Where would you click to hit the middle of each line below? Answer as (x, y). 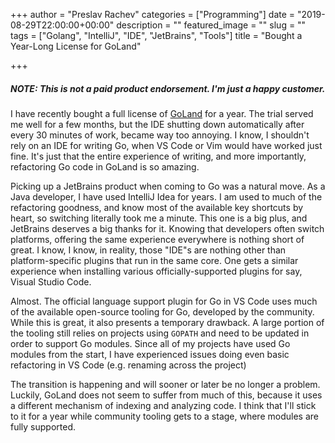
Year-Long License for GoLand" (76, 46)
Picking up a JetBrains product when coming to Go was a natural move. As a (168, 186)
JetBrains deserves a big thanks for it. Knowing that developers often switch (167, 228)
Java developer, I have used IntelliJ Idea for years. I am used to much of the (166, 196)
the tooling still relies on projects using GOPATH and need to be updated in (160, 333)
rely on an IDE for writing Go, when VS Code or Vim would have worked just (166, 145)
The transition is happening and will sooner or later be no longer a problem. (165, 384)
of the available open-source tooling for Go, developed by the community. (162, 311)
